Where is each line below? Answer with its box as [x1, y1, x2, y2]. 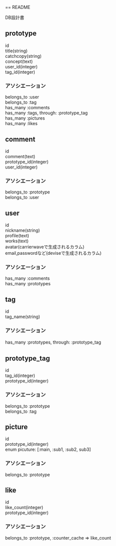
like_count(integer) [5, 505, 44, 511]
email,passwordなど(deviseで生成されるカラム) [5, 250, 102, 256]
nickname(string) [5, 227, 40, 233]
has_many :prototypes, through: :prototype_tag [5, 339, 102, 346]
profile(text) [5, 233, 30, 239]
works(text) [5, 238, 29, 244]
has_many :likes [5, 121, 38, 127]
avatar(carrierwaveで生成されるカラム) [5, 244, 85, 250]
